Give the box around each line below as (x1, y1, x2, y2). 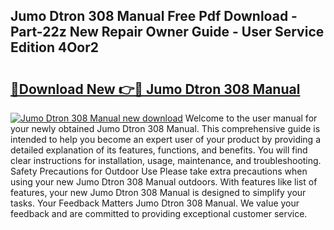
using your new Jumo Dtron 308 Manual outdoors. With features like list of (10, 176, 318, 188)
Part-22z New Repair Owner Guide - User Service (10, 24, 325, 41)
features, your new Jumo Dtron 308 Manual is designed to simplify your (10, 187, 307, 198)
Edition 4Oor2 (10, 39, 100, 56)
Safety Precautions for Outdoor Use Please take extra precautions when (10, 165, 308, 177)
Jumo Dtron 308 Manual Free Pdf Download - (10, 8, 298, 25)
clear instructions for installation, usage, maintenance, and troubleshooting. (10, 155, 322, 166)
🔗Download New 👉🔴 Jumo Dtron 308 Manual (10, 80, 301, 98)
